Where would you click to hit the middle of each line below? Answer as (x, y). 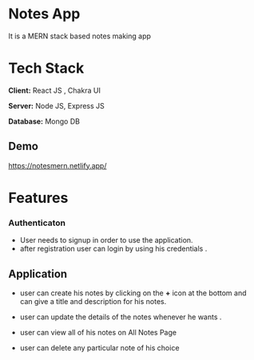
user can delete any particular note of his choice (99, 347)
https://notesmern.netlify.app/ (58, 165)
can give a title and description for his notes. (93, 301)
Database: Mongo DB (44, 121)
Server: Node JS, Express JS (57, 105)
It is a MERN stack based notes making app (80, 36)
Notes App (44, 14)
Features (38, 198)
